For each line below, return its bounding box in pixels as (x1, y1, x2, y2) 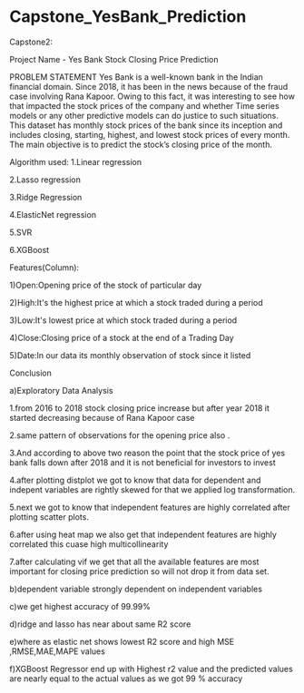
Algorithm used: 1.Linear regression (9, 156, 142, 167)
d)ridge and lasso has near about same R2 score (9, 619, 191, 630)
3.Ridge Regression (9, 191, 83, 202)
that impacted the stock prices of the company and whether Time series (9, 100, 279, 111)
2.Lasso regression (9, 174, 82, 185)
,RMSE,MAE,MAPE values (9, 646, 106, 657)
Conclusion (9, 367, 53, 378)
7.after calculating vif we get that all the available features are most (9, 556, 260, 567)
